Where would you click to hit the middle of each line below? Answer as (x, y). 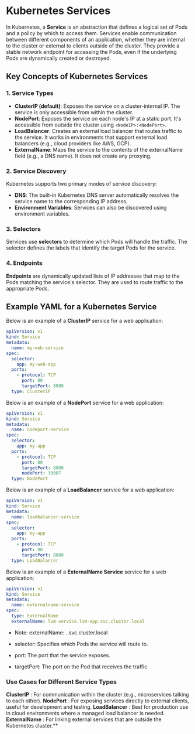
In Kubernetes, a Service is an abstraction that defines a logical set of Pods (97, 27)
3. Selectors (24, 228)
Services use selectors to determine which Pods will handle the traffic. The (97, 242)
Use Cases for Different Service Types (61, 682)
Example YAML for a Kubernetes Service (81, 307)
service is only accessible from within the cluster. (74, 112)
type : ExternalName (35, 616)
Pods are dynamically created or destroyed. (59, 58)
